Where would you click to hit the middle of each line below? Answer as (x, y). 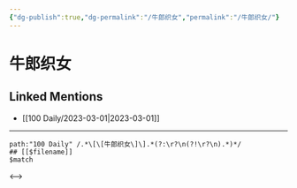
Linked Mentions (56, 97)
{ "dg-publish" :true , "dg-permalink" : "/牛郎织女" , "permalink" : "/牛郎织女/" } (145, 17)
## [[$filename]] (41, 152)
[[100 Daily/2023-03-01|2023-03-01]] (91, 118)
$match (21, 160)
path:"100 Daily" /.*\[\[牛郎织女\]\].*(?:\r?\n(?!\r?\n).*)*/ (125, 144)
